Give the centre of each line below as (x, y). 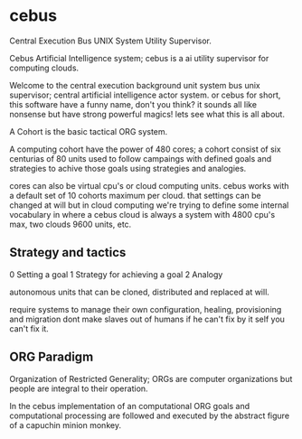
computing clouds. (44, 68)
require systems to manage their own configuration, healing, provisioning (146, 309)
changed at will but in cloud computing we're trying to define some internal (149, 205)
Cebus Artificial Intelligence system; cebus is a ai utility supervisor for (139, 58)
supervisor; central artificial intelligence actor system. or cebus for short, (145, 95)
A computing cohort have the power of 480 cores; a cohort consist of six (146, 149)
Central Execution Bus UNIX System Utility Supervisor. (111, 41)
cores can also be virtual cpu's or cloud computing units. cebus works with (149, 185)
